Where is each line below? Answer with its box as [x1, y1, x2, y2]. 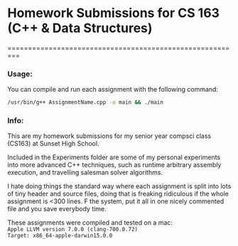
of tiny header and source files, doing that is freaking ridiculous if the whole [7, 190, 229, 198]
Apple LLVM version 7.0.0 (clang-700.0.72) [7, 226, 139, 233]
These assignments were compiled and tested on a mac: [7, 218, 173, 227]
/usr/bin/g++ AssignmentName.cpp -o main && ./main [7, 99, 163, 106]
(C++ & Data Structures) [7, 20, 153, 36]
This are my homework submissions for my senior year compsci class [7, 132, 212, 140]
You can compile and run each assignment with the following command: [7, 85, 219, 94]
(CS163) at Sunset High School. [7, 139, 99, 148]
